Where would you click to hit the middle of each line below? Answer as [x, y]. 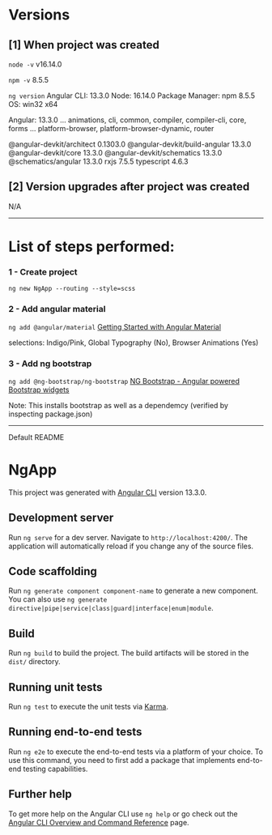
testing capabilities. [55, 769]
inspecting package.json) [51, 414]
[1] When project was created [84, 45]
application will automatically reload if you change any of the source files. [131, 546]
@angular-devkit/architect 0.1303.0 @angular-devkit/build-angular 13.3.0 [130, 144]
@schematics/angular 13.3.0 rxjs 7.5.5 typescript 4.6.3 [98, 161]
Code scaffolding [53, 571]
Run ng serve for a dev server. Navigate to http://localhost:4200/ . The [128, 537]
